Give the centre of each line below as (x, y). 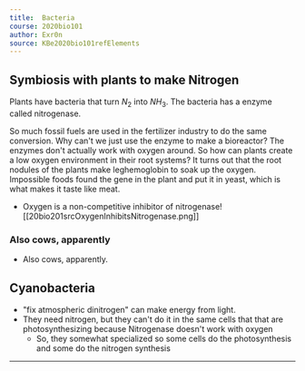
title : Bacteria (42, 18)
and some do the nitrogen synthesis (103, 348)
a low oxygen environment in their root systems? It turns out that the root (146, 160)
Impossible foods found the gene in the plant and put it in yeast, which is (145, 179)
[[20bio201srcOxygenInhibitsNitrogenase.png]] (111, 216)
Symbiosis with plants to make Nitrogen (124, 79)
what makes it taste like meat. (65, 189)
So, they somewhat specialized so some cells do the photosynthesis (164, 338)
